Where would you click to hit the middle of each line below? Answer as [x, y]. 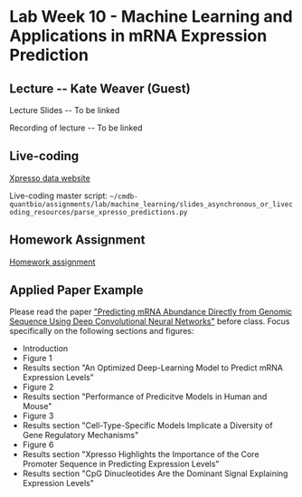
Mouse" [37, 406]
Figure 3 [38, 416]
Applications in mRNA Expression [138, 36]
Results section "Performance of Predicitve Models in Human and [145, 397]
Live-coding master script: [59, 196]
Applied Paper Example [76, 290]
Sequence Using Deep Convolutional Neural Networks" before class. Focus [150, 321]
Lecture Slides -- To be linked [65, 110]
